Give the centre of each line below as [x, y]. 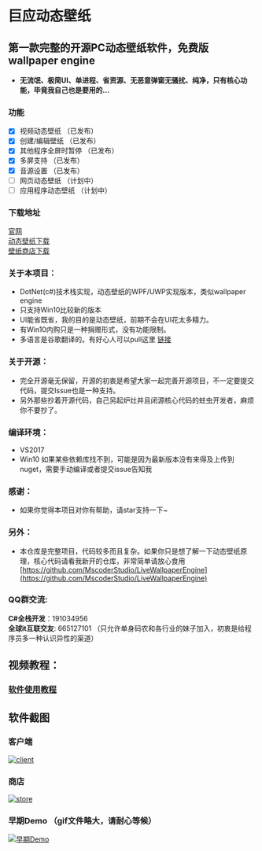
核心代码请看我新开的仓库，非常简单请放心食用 [109, 561]
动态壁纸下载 [29, 241]
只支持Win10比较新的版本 [61, 310]
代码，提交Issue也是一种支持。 [70, 390]
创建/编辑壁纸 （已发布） [60, 141]
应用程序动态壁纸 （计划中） [65, 190]
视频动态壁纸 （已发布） [59, 131]
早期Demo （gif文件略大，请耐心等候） [82, 821]
